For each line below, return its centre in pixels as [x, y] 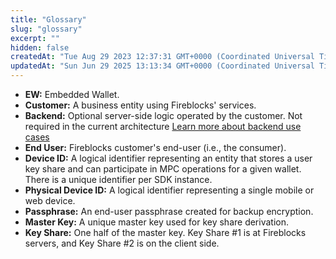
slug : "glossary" [46, 29]
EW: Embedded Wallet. [72, 94]
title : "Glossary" [48, 19]
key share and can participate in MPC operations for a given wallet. [163, 169]
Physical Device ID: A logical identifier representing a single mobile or [169, 190]
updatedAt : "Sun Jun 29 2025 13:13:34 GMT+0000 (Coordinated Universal [162, 66]
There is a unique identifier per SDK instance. [118, 179]
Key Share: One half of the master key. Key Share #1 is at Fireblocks [165, 232]
